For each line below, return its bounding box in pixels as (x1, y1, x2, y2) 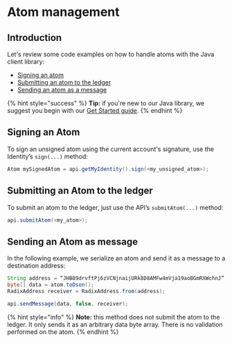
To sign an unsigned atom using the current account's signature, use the (7, 145, 215, 153)
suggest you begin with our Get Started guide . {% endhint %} (7, 107, 183, 114)
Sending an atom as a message (17, 86, 107, 94)
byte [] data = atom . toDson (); (7, 281, 95, 288)
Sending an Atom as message (7, 236, 139, 247)
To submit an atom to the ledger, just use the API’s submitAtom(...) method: (7, 203, 224, 211)
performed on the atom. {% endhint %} (7, 327, 119, 336)
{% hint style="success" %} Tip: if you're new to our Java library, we (7, 99, 205, 107)
